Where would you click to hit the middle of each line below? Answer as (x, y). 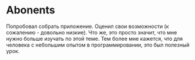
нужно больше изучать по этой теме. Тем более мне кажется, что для (95, 38)
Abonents (31, 10)
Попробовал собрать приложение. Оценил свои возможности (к (88, 26)
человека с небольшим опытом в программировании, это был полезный (98, 45)
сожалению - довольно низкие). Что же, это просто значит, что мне (92, 32)
